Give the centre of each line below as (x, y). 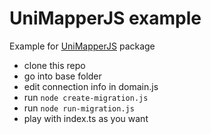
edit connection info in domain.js (91, 86)
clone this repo (54, 65)
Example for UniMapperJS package (82, 46)
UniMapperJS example (105, 18)
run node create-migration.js (86, 97)
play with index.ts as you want (86, 118)
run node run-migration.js (79, 108)
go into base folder (62, 76)
